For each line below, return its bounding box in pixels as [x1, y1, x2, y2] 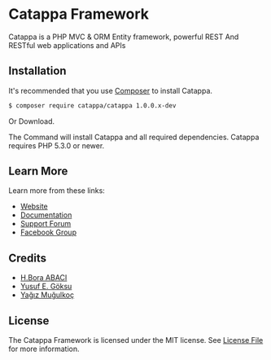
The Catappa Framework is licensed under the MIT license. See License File [8, 336, 264, 345]
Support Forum [20, 219, 72, 229]
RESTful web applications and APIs [8, 40, 126, 50]
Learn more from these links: [8, 186, 106, 195]
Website [20, 201, 49, 212]
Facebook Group [20, 227, 77, 237]
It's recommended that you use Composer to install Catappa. [8, 86, 213, 95]
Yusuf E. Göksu [20, 282, 72, 292]
